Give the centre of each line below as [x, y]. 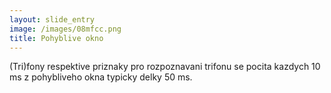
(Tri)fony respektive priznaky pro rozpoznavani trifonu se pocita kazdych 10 [165, 67]
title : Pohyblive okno [56, 38]
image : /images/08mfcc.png [65, 29]
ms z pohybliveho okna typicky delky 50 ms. [101, 77]
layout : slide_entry [52, 19]
